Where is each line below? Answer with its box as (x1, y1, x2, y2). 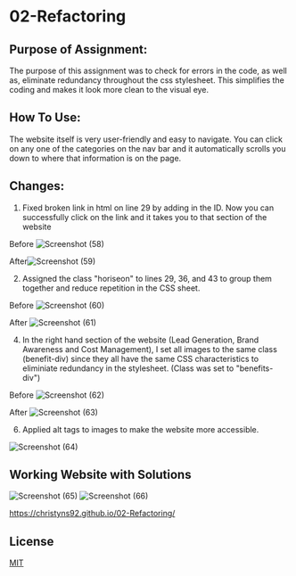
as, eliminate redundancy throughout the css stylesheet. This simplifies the (9, 75, 285, 86)
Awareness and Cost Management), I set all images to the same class (21, 343, 278, 354)
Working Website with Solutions (9, 467, 192, 482)
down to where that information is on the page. (9, 152, 182, 163)
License (9, 533, 54, 549)
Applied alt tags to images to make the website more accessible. (21, 424, 259, 434)
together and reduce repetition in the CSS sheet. (21, 283, 201, 293)
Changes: (9, 178, 65, 193)
